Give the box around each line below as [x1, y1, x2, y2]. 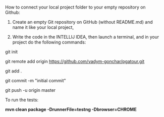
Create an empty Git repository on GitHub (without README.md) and [12, 19, 153, 25]
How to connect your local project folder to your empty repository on [5, 4, 146, 10]
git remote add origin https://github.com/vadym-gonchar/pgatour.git [5, 58, 145, 64]
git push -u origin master [5, 87, 56, 93]
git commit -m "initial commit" [5, 78, 66, 83]
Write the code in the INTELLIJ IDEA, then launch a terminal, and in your [12, 34, 160, 40]
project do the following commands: [12, 39, 86, 45]
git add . [5, 68, 22, 74]
